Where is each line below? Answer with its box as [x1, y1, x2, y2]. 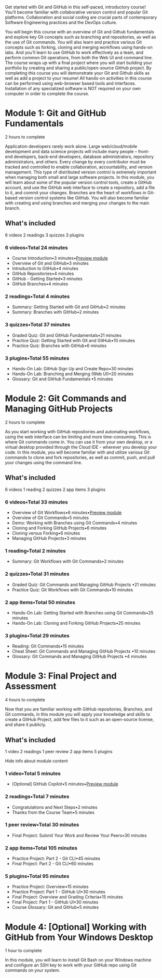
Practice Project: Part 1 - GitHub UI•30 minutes [12, 889, 106, 895]
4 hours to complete [5, 697, 45, 703]
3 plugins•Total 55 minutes [5, 355, 69, 362]
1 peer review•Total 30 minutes [5, 821, 80, 828]
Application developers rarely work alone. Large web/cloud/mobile [5, 143, 137, 149]
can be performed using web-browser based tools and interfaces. [5, 80, 136, 86]
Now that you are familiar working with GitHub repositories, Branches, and [5, 706, 153, 712]
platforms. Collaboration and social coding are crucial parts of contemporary [5, 15, 157, 20]
